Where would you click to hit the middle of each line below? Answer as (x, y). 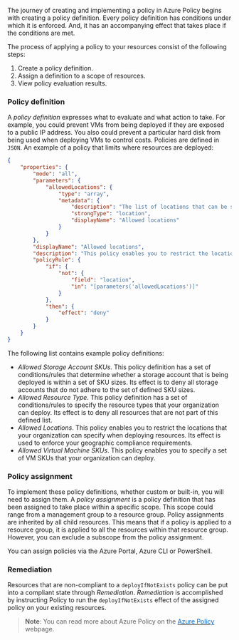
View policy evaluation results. (62, 83)
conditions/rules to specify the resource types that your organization (118, 405)
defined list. (35, 420)
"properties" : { (44, 167)
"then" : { (60, 306)
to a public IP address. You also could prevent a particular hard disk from (114, 133)
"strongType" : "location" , (111, 214)
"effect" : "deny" (84, 313)
